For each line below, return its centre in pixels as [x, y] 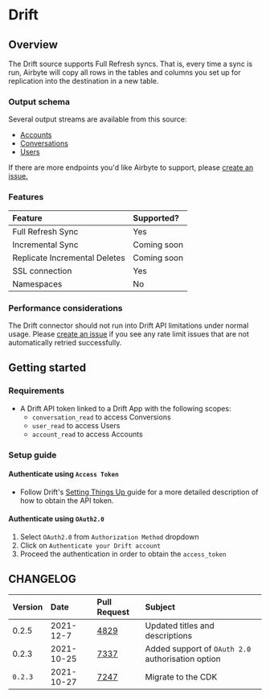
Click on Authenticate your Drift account [90, 545]
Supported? [156, 217]
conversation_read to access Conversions [101, 417]
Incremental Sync [45, 245]
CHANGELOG [42, 579]
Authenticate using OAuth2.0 [56, 519]
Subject [160, 607]
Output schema [39, 101]
